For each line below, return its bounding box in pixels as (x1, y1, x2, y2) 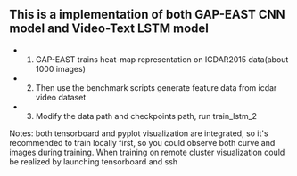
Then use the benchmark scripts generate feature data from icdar (35, 82, 277, 92)
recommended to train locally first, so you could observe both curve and (9, 137, 276, 148)
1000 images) (35, 63, 87, 74)
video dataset (35, 92, 87, 102)
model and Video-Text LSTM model (9, 21, 210, 36)
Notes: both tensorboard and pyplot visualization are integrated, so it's (9, 128, 269, 139)
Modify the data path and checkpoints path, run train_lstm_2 (35, 110, 257, 121)
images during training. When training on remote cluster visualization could (9, 147, 285, 157)
